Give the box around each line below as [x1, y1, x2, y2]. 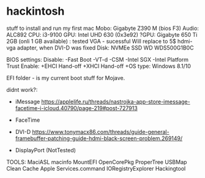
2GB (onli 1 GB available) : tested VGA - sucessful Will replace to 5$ [6, 37, 176, 45]
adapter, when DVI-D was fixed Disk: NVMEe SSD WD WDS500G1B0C [17, 44, 194, 51]
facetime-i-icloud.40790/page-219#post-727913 [15, 104, 138, 111]
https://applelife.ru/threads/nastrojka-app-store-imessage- [41, 98, 191, 105]
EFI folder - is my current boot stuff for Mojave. [6, 74, 125, 81]
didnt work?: [6, 86, 38, 93]
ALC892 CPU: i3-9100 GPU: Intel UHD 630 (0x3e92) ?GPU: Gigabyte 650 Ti [6, 31, 198, 38]
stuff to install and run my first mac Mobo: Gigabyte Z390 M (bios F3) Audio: [6, 24, 199, 32]
